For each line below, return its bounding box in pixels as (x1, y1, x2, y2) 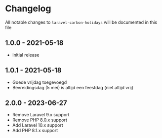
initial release (12, 52, 40, 58)
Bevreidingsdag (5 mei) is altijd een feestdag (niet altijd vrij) (12, 84, 134, 90)
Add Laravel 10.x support (12, 122, 63, 128)
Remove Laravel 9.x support (12, 112, 70, 118)
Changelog (5, 3, 51, 14)
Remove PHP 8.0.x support (12, 117, 68, 123)
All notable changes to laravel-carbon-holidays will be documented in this (5, 19, 158, 25)
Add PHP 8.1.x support (12, 128, 58, 134)
